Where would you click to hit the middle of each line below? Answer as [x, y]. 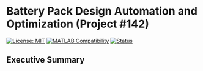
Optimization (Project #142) [78, 24]
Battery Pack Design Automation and [102, 11]
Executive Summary [46, 60]
